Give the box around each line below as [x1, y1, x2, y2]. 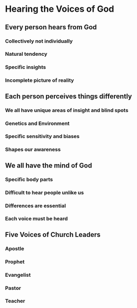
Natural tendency [5, 50, 47, 57]
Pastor [5, 284, 21, 291]
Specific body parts [5, 176, 53, 183]
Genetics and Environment [5, 120, 70, 127]
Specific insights [5, 64, 46, 71]
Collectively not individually [5, 38, 73, 45]
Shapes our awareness [5, 146, 61, 153]
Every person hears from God [5, 23, 97, 31]
